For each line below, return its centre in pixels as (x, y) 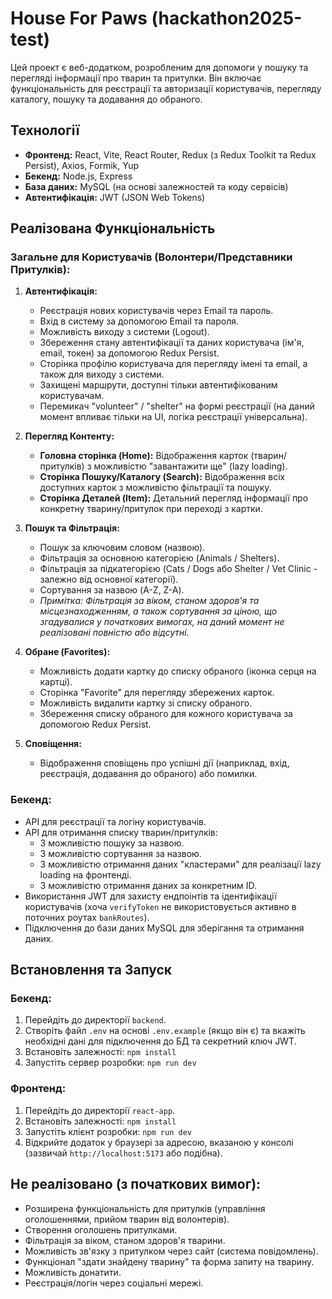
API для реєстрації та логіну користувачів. (115, 821)
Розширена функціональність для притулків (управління (145, 1208)
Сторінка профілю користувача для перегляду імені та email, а (173, 364)
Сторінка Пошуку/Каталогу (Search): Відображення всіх (162, 477)
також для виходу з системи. (102, 374)
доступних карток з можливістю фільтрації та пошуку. (155, 488)
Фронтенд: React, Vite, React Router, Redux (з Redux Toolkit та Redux (170, 154)
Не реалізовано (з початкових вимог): (136, 1184)
